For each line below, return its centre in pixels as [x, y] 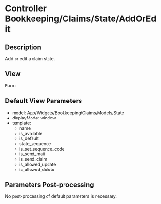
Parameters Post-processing [49, 185]
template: [22, 123]
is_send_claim [33, 159]
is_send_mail [32, 154]
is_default [29, 138]
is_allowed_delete [37, 169]
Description [23, 47]
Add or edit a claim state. [30, 59]
